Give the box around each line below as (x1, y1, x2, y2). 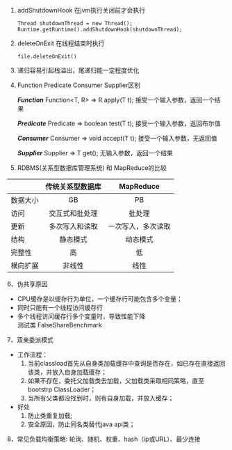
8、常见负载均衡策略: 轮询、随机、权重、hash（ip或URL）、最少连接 (7, 435, 201, 443)
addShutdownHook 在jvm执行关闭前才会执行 (17, 6, 146, 14)
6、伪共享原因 (7, 280, 48, 288)
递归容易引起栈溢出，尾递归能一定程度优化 (17, 66, 140, 75)
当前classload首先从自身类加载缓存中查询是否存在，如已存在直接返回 (27, 359, 226, 367)
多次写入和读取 (49, 222, 99, 231)
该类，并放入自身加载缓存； (27, 368, 108, 376)
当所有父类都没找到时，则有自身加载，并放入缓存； (27, 394, 174, 402)
